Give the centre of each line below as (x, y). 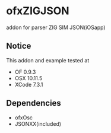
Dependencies (34, 103)
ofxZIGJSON (38, 11)
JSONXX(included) (38, 123)
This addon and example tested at (48, 60)
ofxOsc (24, 118)
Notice (19, 46)
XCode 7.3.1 (29, 84)
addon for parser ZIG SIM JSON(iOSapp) (56, 27)
